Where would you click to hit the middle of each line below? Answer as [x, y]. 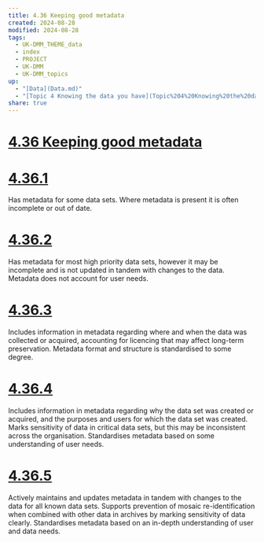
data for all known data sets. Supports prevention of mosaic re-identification [132, 506]
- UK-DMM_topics [42, 74]
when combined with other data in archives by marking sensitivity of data [127, 514]
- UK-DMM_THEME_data [49, 45]
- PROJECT [31, 60]
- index [28, 52]
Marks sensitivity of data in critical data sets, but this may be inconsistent [127, 428]
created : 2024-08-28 [42, 23]
